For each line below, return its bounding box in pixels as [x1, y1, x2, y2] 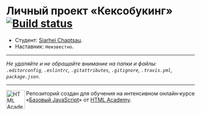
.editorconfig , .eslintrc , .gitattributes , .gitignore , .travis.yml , [6, 66, 172, 73]
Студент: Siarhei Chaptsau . [14, 36, 83, 43]
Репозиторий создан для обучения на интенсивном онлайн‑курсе [26, 89, 195, 97]
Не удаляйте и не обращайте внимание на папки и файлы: [6, 60, 157, 67]
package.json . [6, 73, 40, 80]
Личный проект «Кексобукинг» [6, 4, 173, 18]
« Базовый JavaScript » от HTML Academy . [26, 96, 132, 103]
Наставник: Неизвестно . [14, 43, 74, 50]
